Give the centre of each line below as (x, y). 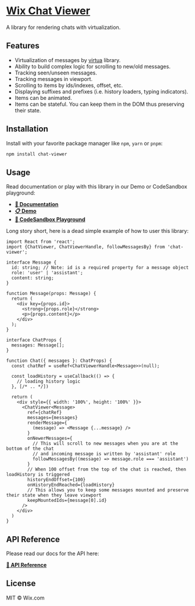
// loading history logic (49, 382)
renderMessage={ (47, 423)
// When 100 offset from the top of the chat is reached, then (107, 469)
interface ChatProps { (34, 340)
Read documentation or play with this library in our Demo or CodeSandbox (97, 187)
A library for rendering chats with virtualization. (64, 27)
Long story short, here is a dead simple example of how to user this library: (97, 231)
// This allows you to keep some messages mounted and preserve (108, 490)
